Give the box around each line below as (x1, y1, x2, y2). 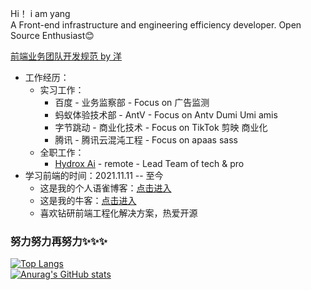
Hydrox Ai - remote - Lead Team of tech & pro (54, 158, 245, 169)
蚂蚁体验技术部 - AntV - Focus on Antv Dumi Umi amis (54, 109, 278, 121)
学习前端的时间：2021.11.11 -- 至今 (24, 170, 164, 181)
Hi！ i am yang (10, 8, 71, 19)
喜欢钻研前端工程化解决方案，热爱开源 (39, 207, 198, 219)
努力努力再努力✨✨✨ (10, 234, 108, 248)
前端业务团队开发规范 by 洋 (10, 50, 123, 62)
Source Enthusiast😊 (10, 30, 95, 41)
